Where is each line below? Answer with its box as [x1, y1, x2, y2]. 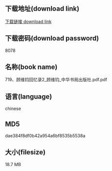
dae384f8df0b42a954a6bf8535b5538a [5, 133, 86, 139]
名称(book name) [5, 63, 58, 71]
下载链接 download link [5, 19, 52, 24]
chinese [5, 106, 21, 111]
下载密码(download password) [5, 34, 99, 43]
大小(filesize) [5, 148, 45, 156]
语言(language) [5, 92, 52, 101]
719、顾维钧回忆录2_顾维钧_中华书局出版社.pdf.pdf [5, 77, 108, 83]
